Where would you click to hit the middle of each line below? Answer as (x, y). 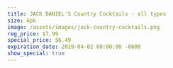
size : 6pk (22, 21)
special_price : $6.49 (39, 40)
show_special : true (36, 54)
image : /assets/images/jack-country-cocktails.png (84, 27)
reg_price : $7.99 (33, 34)
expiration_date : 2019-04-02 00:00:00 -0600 (74, 47)
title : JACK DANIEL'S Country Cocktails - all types (87, 14)
